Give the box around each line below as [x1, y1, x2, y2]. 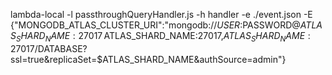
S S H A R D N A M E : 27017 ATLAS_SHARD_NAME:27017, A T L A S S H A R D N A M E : [10, 30, 311, 44]
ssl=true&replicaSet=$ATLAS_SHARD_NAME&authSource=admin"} [10, 53, 287, 65]
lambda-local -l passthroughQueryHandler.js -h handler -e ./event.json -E [10, 9, 313, 20]
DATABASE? [37, 42, 88, 54]
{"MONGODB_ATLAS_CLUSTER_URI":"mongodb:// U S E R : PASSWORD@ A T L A [10, 19, 323, 31]
